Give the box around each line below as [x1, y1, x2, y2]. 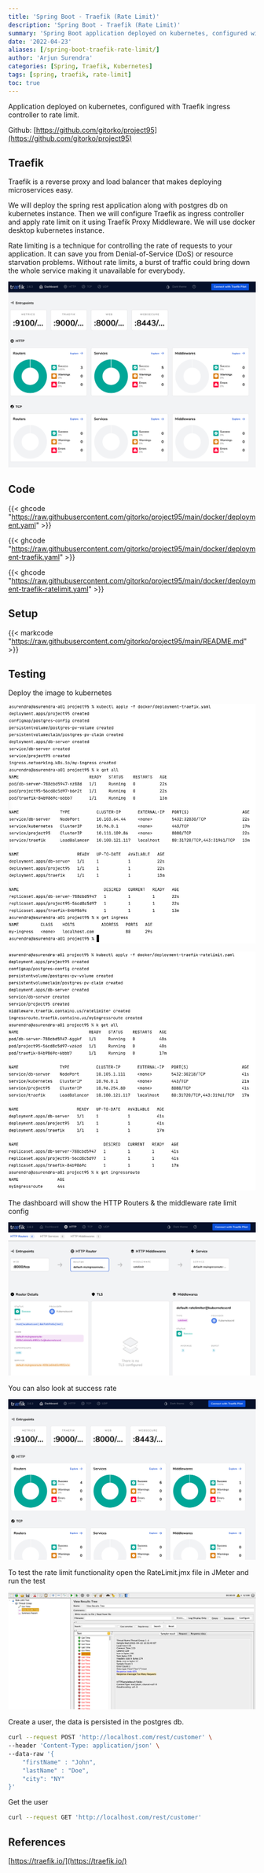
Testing [8, 667, 46, 680]
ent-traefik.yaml [8, 552, 60, 561]
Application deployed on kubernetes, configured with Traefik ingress [8, 101, 230, 111]
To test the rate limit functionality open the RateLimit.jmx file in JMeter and [8, 1568, 249, 1577]
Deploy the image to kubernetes [8, 688, 112, 697]
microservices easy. [8, 186, 73, 195]
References [8, 1835, 66, 1849]
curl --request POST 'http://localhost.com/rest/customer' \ [8, 1734, 213, 1742]
